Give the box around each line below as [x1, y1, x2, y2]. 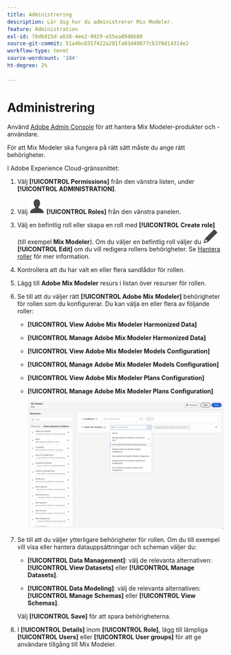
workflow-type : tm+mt [7, 48, 69, 54]
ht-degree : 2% [7, 62, 48, 69]
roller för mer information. [16, 252, 91, 260]
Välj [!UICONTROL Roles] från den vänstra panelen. [16, 207, 181, 216]
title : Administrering [7, 11, 72, 18]
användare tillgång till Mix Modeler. [16, 641, 117, 649]
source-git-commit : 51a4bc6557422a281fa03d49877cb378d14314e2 [7, 40, 189, 48]
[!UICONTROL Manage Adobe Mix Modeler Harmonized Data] [27, 333, 206, 342]
